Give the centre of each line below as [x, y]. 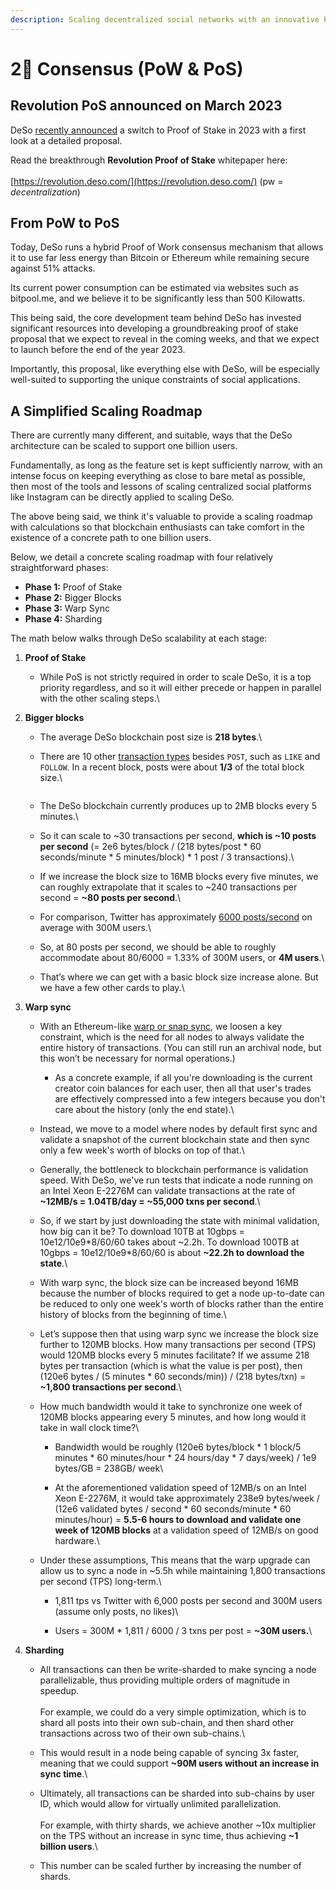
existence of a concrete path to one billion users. [111, 538]
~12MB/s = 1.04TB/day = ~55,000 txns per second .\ [150, 1202]
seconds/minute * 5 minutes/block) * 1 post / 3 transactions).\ [167, 857]
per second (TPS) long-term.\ [100, 1582]
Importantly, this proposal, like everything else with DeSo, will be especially [165, 369]
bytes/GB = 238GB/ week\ [109, 1468]
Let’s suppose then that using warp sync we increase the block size [179, 1334]
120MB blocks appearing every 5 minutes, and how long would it [173, 1417]
